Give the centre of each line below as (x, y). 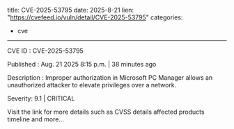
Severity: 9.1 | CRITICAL (41, 98)
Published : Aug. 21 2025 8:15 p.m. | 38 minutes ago (82, 64)
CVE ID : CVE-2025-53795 (45, 51)
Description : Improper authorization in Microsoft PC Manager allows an (110, 78)
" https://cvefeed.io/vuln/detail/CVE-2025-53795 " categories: (95, 17)
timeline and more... (36, 119)
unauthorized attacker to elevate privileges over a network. (92, 85)
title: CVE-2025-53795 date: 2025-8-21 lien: (71, 10)
